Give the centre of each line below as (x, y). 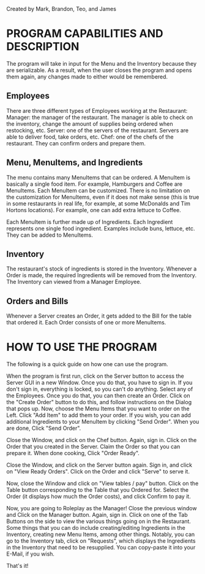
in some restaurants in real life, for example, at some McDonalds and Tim (99, 203)
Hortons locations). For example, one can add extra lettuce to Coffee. (94, 210)
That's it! (17, 566)
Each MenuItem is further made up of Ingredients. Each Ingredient (90, 222)
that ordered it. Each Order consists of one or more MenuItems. (86, 323)
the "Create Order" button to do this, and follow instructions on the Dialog (99, 402)
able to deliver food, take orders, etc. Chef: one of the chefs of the (90, 137)
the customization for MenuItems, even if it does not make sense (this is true (103, 197)
